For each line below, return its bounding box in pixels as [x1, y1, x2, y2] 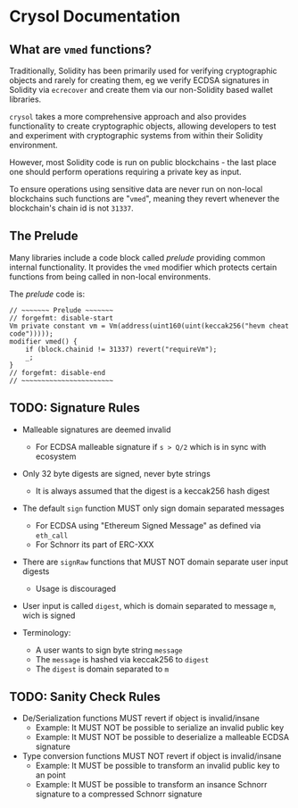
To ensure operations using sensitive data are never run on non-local [9, 184, 263, 194]
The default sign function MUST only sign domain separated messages [21, 503, 285, 513]
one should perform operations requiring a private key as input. [9, 167, 243, 177]
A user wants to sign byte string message [35, 645, 183, 655]
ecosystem [35, 451, 77, 462]
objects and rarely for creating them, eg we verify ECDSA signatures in [9, 75, 269, 86]
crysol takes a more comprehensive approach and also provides [9, 112, 247, 121]
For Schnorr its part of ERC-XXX [35, 538, 154, 550]
